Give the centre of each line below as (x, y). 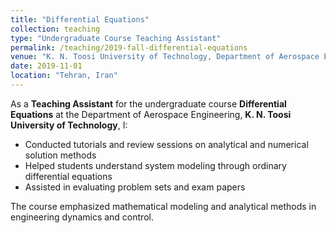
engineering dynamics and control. (82, 217)
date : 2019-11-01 (46, 66)
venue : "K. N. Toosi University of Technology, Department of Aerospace (165, 57)
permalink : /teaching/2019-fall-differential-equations (129, 47)
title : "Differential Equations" (80, 19)
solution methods (60, 155)
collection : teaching (55, 29)
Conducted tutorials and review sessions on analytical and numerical (166, 144)
